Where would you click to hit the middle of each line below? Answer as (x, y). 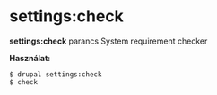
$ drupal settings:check (56, 74)
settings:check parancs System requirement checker (108, 41)
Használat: (30, 58)
